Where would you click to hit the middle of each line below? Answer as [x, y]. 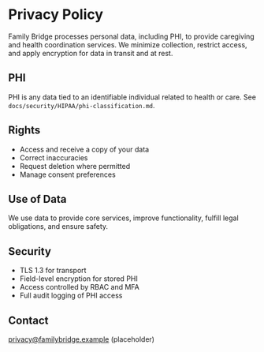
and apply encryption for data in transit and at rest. [91, 53]
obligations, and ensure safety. [58, 227]
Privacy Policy [56, 15]
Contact [28, 320]
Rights [24, 131]
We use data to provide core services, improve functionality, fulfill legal [123, 218]
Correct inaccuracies [54, 157]
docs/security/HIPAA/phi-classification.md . [82, 105]
